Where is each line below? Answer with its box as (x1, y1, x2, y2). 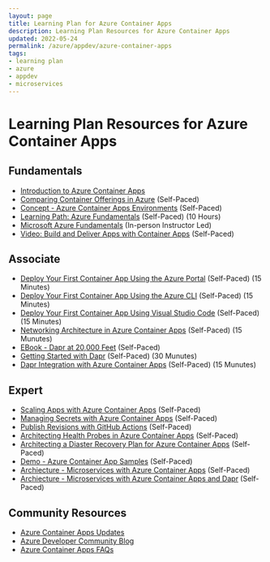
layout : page (8, 11, 53, 20)
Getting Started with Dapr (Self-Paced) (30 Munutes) (19, 351, 197, 361)
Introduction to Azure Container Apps (19, 186, 146, 195)
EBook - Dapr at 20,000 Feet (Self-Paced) (19, 342, 161, 353)
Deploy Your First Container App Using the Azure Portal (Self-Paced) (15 (19, 273, 262, 284)
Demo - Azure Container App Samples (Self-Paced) (19, 457, 193, 466)
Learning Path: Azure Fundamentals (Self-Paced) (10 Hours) (19, 212, 221, 221)
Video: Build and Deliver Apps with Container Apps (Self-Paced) (19, 229, 235, 238)
